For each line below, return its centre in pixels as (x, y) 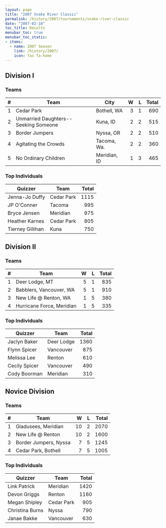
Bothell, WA (109, 111)
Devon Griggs (23, 494)
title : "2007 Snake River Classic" (42, 14)
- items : (14, 42)
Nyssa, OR (108, 133)
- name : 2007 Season (31, 46)
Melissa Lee (21, 358)
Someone (47, 125)
